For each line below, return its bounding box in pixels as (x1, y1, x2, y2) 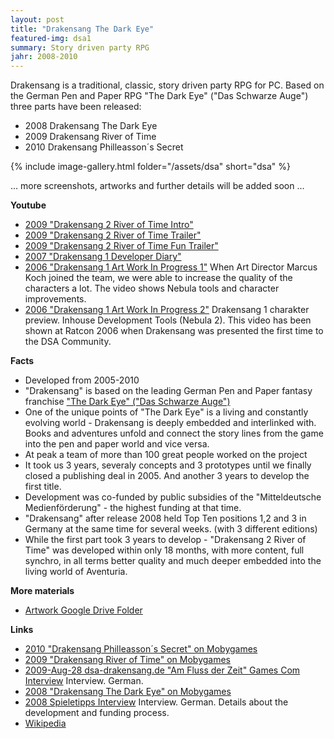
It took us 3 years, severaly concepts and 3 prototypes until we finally (24, 459, 312, 471)
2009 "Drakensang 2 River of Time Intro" (24, 219, 194, 231)
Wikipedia (24, 717, 67, 730)
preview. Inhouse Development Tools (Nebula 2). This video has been (24, 314, 312, 326)
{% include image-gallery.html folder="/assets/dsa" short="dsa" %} (10, 161, 292, 173)
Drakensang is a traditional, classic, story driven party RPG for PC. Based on (10, 79, 325, 91)
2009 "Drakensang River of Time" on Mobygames (24, 654, 232, 666)
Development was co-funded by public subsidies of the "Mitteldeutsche (24, 491, 322, 503)
